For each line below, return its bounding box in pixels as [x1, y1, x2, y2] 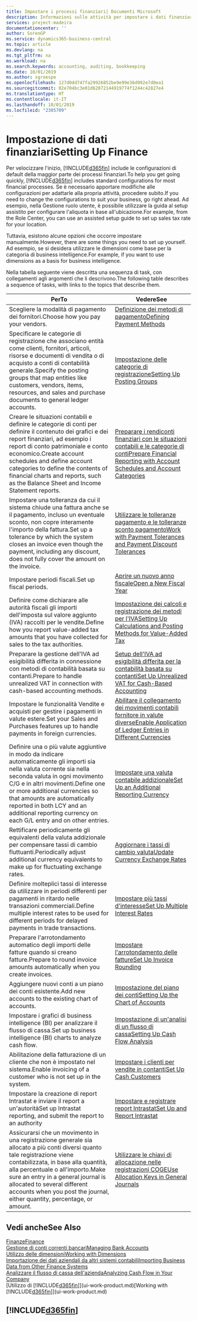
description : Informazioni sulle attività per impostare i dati [6, 14, 167, 20]
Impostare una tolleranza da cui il [9, 496, 100, 504]
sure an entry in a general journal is [9, 1173, 106, 1181]
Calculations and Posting [114, 622, 184, 630]
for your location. [6, 221, 48, 228]
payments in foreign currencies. [9, 729, 97, 738]
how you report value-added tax [9, 626, 99, 634]
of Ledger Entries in [114, 726, 169, 734]
